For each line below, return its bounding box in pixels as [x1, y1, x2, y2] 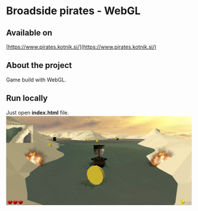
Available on [6, 28, 52, 38]
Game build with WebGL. [6, 76, 67, 83]
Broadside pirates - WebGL [6, 4, 141, 18]
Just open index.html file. [6, 109, 70, 116]
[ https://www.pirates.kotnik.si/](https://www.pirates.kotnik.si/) [6, 43, 157, 50]
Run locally [6, 93, 48, 103]
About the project [6, 60, 72, 70]
